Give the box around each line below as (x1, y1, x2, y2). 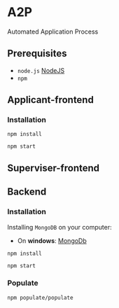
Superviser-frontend (7, 162, 100, 174)
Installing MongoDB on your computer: (7, 223, 112, 231)
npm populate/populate (7, 294, 73, 301)
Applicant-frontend (7, 94, 94, 106)
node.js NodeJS (17, 66, 65, 74)
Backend (7, 186, 47, 198)
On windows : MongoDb (17, 236, 87, 245)
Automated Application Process (7, 27, 99, 36)
